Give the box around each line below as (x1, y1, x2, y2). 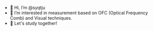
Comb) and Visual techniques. (9, 15, 72, 21)
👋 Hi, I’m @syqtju (9, 5, 45, 10)
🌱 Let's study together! (9, 20, 57, 26)
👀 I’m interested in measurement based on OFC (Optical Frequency (9, 10, 148, 16)
